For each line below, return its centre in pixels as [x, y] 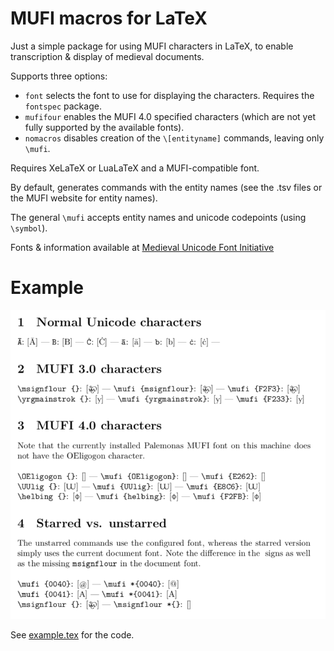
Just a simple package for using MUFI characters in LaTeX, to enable [152, 46]
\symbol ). [29, 228]
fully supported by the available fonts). [104, 127]
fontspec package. [63, 106]
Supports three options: [59, 76]
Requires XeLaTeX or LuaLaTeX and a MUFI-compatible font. [135, 168]
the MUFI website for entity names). [84, 198]
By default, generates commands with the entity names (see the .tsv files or [166, 187]
